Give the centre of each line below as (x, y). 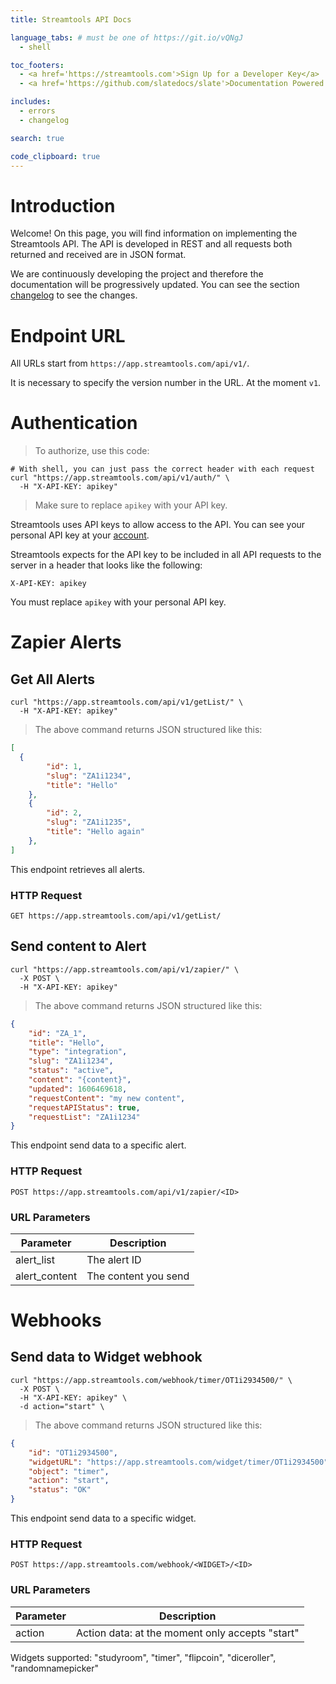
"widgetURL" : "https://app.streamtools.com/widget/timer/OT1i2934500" (178, 1462)
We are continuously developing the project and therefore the (137, 274)
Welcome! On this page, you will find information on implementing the (154, 233)
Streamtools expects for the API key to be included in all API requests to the (166, 555)
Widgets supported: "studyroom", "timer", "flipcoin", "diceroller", (143, 1657)
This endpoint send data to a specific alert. (98, 1145)
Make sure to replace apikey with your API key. (131, 505)
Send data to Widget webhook (106, 1357)
